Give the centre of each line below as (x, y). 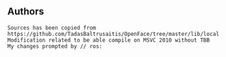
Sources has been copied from (52, 27)
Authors (26, 12)
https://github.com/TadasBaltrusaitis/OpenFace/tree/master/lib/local (113, 34)
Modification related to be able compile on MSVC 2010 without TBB (109, 40)
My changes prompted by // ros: (55, 46)
